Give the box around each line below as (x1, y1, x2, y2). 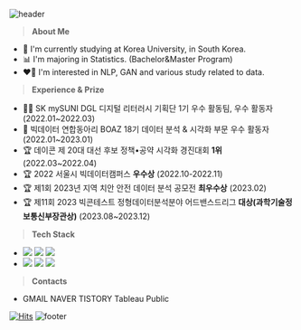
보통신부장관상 (22, 211, 74, 222)
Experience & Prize (31, 84, 105, 95)
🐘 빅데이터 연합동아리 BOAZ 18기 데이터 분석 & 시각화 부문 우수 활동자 (22, 124, 269, 135)
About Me (31, 26, 71, 36)
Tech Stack (31, 229, 75, 240)
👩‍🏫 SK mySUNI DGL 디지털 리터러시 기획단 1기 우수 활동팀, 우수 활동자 (22, 103, 274, 113)
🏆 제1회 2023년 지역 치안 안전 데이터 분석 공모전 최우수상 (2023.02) (22, 183, 267, 193)
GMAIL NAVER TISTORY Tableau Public (22, 294, 170, 304)
